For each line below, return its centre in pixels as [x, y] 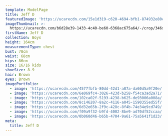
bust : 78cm [16, 51]
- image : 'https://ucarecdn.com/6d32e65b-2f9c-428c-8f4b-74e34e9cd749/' [87, 107]
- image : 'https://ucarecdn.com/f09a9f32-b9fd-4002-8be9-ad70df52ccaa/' [87, 112]
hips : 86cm [16, 61]
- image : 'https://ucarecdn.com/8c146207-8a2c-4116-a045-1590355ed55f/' [87, 103]
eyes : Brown [17, 79]
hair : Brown [17, 75]
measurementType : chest [30, 47]
